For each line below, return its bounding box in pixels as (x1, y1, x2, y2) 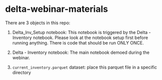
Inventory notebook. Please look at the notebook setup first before (12, 35, 149, 40)
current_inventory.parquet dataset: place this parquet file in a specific (12, 64, 157, 70)
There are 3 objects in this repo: (5, 20, 70, 26)
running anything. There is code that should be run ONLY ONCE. (12, 40, 144, 45)
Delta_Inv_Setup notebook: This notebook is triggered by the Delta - (12, 29, 151, 35)
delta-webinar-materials (5, 3, 108, 15)
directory (12, 69, 31, 75)
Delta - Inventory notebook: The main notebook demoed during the (12, 49, 150, 55)
